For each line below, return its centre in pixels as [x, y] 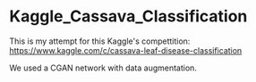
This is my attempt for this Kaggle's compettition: [100, 41]
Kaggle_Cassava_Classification [128, 16]
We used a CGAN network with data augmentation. [103, 68]
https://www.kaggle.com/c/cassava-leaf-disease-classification [126, 50]
